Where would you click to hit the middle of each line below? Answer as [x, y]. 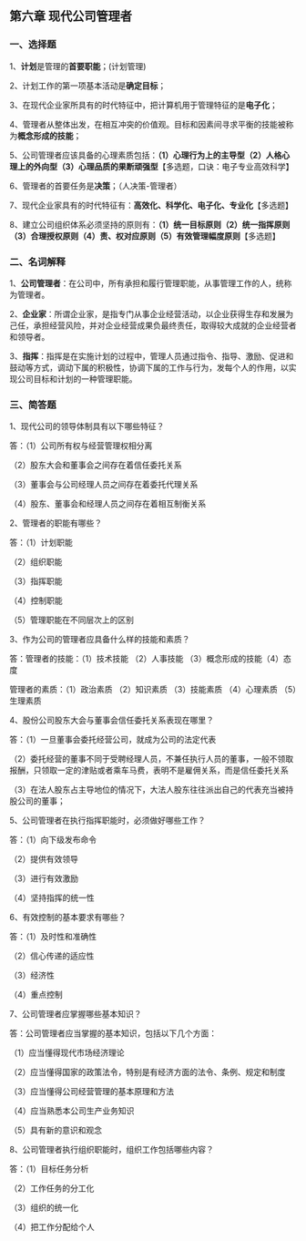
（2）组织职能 [36, 562]
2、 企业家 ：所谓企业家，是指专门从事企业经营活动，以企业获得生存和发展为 [152, 313]
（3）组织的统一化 [44, 1208]
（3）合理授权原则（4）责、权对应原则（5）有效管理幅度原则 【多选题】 [145, 236]
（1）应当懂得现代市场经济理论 [67, 1053]
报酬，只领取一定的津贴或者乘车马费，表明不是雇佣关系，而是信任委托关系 [149, 770]
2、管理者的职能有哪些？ [56, 523]
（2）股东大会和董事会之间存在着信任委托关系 [96, 465]
